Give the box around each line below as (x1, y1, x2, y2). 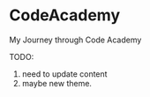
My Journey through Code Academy (9, 34, 142, 45)
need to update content (21, 68, 108, 79)
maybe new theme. (21, 78, 93, 88)
